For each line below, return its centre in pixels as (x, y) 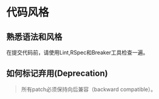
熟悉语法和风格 (34, 37)
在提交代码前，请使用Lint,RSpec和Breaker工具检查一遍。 (77, 53)
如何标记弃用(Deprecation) (57, 73)
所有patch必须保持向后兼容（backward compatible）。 (89, 89)
